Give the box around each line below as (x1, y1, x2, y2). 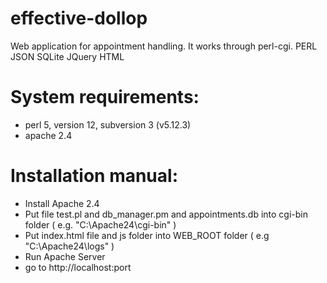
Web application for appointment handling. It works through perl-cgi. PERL (10, 40, 318, 52)
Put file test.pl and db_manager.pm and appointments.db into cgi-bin (24, 208, 308, 220)
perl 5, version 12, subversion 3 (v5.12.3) (24, 118, 192, 131)
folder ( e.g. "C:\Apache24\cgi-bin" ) (24, 218, 177, 231)
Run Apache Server (24, 250, 106, 262)
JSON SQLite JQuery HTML (10, 50, 125, 62)
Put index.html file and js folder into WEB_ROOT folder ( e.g (24, 229, 270, 241)
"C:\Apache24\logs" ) (24, 240, 115, 252)
